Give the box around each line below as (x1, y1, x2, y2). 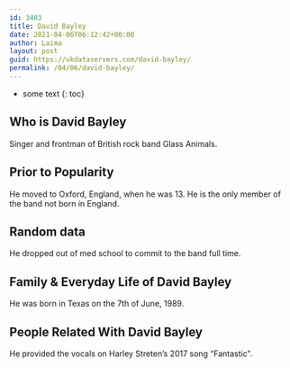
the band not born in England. (9, 198, 120, 208)
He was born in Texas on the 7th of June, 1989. (9, 299, 185, 309)
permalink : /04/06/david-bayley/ (9, 64, 135, 73)
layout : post (9, 47, 59, 56)
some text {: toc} (22, 87, 86, 99)
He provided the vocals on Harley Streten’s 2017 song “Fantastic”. (9, 348, 253, 359)
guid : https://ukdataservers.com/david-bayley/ (9, 55, 192, 64)
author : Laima (9, 38, 63, 48)
